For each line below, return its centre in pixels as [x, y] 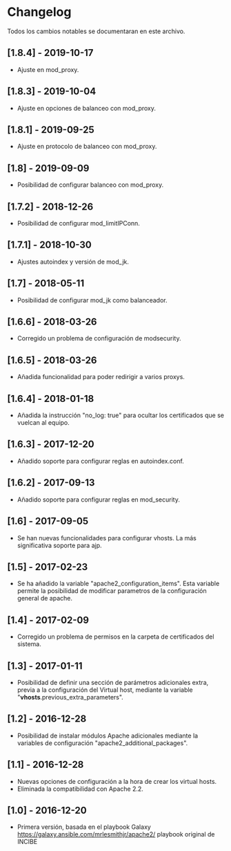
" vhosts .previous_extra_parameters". [70, 697]
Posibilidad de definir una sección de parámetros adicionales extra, [113, 682]
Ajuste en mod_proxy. [48, 69]
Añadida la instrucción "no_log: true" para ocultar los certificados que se [120, 415]
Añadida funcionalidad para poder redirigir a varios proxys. [101, 377]
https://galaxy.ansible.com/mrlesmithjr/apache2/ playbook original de [116, 834]
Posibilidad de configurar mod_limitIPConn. [78, 223]
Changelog [39, 12]
